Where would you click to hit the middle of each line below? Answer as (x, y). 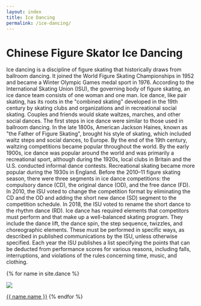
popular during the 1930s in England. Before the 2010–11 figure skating (93, 172)
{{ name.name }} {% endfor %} (45, 297)
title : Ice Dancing (31, 18)
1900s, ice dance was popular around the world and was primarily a (90, 153)
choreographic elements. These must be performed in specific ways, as (95, 230)
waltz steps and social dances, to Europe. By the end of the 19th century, (97, 140)
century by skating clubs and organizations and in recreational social (91, 108)
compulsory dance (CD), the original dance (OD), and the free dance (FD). (98, 185)
